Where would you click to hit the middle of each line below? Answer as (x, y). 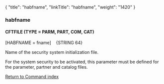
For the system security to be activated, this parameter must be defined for (82, 62)
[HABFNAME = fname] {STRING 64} (44, 43)
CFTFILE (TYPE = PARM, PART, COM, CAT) (50, 32)
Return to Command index (32, 77)
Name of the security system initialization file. (52, 52)
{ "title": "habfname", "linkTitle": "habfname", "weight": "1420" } (70, 7)
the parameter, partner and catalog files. (46, 67)
